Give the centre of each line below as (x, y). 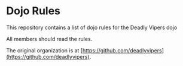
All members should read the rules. (49, 39)
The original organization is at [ (44, 50)
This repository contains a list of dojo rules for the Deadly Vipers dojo (92, 27)
